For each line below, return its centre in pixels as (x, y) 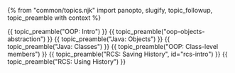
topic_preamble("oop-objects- (160, 32)
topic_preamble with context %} (54, 18)
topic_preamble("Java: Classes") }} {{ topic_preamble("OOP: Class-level (113, 46)
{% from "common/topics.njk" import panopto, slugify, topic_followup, (110, 10)
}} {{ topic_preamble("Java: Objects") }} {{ (109, 39)
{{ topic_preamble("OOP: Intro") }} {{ (61, 32)
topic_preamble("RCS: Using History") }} (67, 62)
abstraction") (27, 39)
